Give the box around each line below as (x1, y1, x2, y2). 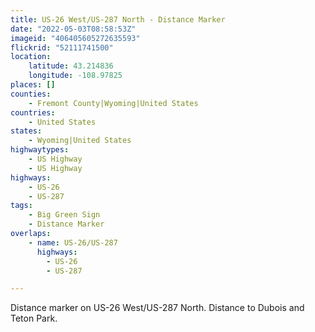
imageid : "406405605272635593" (10, 33, 141, 43)
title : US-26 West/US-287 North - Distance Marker (10, 14, 226, 25)
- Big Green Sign (28, 210, 101, 220)
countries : (10, 107, 56, 118)
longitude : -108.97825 (28, 71, 123, 81)
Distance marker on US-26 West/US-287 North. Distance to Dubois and (10, 302, 305, 314)
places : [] (10, 80, 56, 90)
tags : (10, 201, 33, 211)
